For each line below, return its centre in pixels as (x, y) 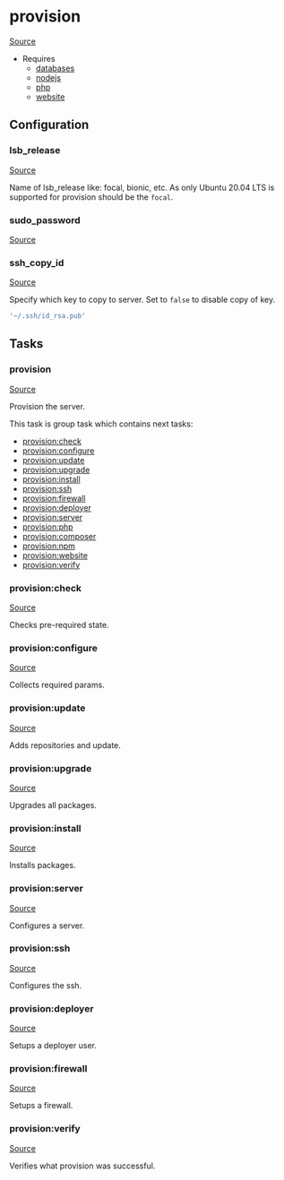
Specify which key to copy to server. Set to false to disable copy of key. (142, 300)
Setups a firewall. (41, 1106)
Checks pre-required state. (59, 625)
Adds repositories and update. (65, 745)
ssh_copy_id (37, 263)
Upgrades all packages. (53, 805)
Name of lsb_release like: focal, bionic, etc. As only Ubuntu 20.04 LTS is (142, 187)
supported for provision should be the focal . (91, 197)
